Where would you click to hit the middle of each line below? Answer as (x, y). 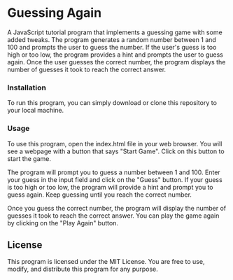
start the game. (29, 158)
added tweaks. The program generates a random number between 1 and (112, 39)
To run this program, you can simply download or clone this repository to (112, 103)
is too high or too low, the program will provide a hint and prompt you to (110, 187)
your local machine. (36, 111)
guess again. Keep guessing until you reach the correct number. (100, 195)
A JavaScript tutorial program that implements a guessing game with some (115, 32)
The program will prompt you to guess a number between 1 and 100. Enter (114, 172)
